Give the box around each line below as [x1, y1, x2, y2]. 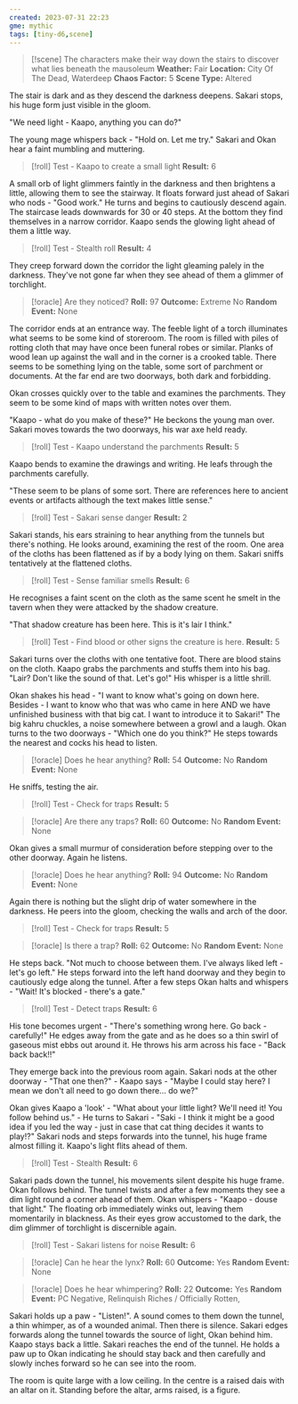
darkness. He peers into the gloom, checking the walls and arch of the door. [9, 906, 287, 917]
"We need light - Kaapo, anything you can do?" [9, 117, 182, 128]
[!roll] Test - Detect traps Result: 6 [30, 1003, 157, 1014]
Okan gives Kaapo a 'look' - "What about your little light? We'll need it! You [9, 1103, 283, 1113]
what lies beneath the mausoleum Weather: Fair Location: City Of [30, 63, 274, 74]
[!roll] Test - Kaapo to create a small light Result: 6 [30, 161, 216, 172]
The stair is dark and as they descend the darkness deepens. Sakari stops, [9, 90, 283, 101]
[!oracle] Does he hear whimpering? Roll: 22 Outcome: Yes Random [30, 1284, 282, 1294]
